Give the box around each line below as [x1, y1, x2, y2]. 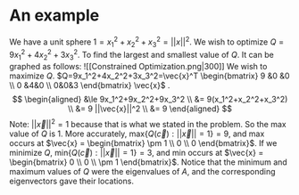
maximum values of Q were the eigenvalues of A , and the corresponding [9, 166, 276, 176]
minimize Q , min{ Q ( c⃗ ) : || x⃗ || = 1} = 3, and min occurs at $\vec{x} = [9, 147, 264, 158]
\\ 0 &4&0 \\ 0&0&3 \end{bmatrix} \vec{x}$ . [9, 79, 170, 90]
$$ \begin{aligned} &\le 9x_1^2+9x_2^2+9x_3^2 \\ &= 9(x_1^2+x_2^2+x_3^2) [12, 93, 288, 104]
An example [9, 5, 100, 26]
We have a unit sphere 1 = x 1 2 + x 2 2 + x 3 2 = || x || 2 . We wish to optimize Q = [9, 35, 285, 49]
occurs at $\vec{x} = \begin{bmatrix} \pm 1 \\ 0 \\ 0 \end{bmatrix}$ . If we [9, 137, 278, 148]
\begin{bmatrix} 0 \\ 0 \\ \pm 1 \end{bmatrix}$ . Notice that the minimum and [9, 157, 287, 167]
